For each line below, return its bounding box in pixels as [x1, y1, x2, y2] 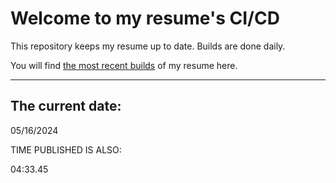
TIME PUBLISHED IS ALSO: [10, 143, 122, 156]
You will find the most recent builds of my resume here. [10, 59, 238, 71]
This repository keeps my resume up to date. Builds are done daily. [10, 40, 286, 52]
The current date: [10, 98, 122, 115]
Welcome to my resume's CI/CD [10, 7, 280, 30]
